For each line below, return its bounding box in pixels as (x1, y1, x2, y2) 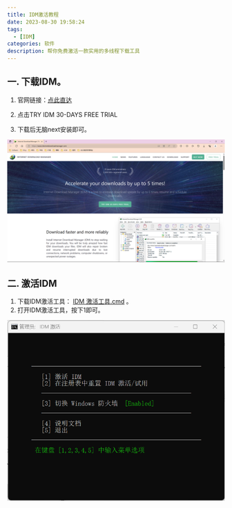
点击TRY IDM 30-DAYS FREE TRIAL (17, 110, 118, 119)
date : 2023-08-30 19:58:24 (7, 18, 85, 26)
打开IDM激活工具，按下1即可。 (17, 306, 105, 315)
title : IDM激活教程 (7, 11, 59, 18)
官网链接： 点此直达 (17, 96, 72, 104)
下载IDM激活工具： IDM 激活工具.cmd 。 (17, 297, 133, 306)
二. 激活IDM (7, 277, 57, 289)
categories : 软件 (7, 40, 55, 48)
